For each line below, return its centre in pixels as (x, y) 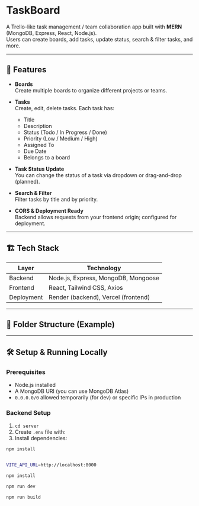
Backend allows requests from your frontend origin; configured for (96, 217)
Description (38, 126)
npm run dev (21, 486)
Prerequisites (26, 372)
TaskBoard (33, 10)
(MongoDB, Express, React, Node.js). (52, 33)
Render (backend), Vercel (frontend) (99, 297)
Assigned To (39, 145)
